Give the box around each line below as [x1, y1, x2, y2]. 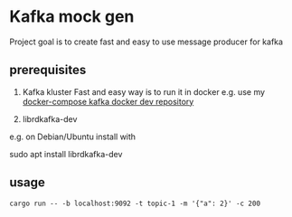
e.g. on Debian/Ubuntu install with [9, 131, 137, 142]
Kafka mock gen [9, 6, 135, 27]
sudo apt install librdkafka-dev [9, 148, 123, 159]
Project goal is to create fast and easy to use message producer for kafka [9, 36, 283, 47]
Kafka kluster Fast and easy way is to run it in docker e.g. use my [22, 86, 265, 97]
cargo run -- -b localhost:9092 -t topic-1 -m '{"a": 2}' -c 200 [9, 199, 260, 208]
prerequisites [9, 62, 87, 78]
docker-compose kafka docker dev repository [22, 96, 194, 107]
